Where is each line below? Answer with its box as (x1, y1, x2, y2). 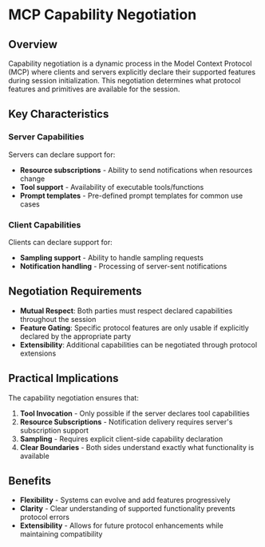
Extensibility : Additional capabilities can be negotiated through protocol (19, 340, 258, 349)
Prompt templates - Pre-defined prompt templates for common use (19, 191, 243, 200)
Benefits (8, 474, 52, 488)
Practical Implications (8, 372, 119, 385)
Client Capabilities (8, 219, 81, 230)
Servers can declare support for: (8, 150, 116, 159)
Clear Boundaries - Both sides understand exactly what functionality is (19, 442, 255, 452)
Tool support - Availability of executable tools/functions (19, 182, 204, 191)
